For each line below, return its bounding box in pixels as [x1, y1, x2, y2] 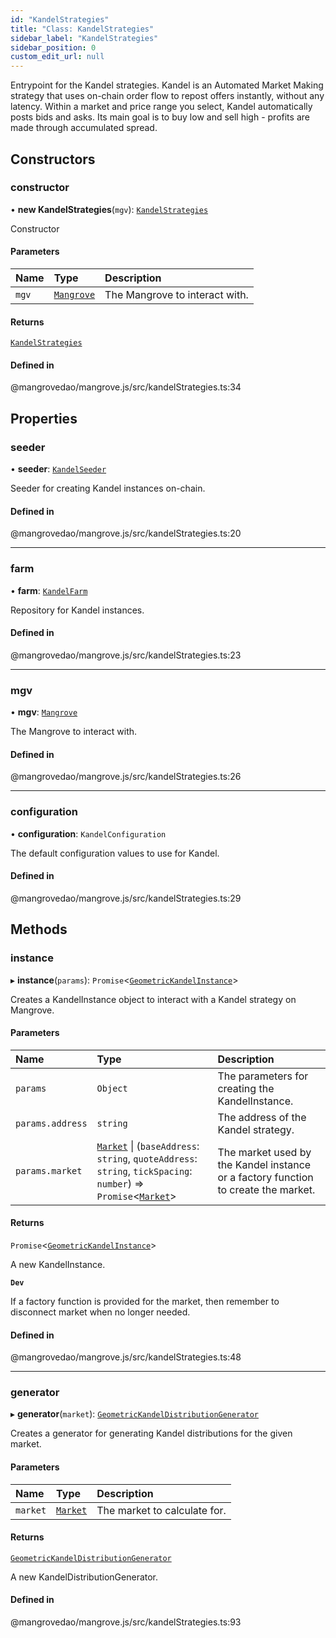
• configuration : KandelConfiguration [10, 827, 167, 840]
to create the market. [217, 1182, 316, 1196]
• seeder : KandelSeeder [10, 463, 107, 475]
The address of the [217, 1110, 307, 1124]
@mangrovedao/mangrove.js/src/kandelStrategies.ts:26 [10, 771, 242, 783]
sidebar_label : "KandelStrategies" [10, 33, 159, 43]
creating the [217, 1081, 275, 1095]
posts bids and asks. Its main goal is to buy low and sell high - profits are [10, 111, 310, 123]
